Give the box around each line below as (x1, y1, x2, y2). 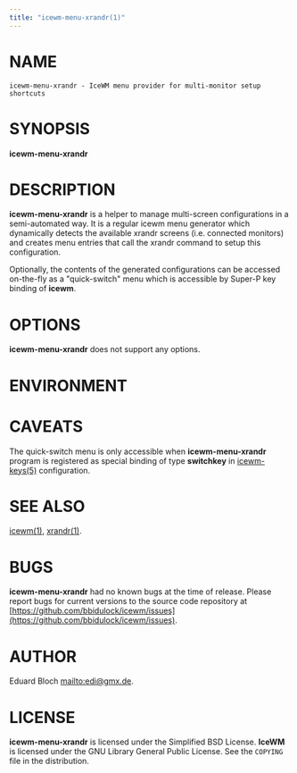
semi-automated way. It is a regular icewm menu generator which (9, 218, 251, 229)
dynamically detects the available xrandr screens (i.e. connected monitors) (9, 228, 285, 239)
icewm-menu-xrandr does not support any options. (9, 344, 201, 355)
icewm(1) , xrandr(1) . (9, 525, 82, 536)
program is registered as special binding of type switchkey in (9, 455, 235, 466)
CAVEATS (9, 416, 83, 436)
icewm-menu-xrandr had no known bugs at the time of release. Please (9, 586, 272, 597)
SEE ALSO (9, 496, 86, 517)
